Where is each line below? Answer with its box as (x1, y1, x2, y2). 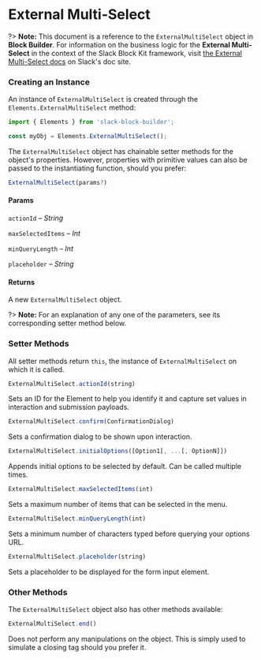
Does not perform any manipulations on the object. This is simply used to (8, 634, 246, 643)
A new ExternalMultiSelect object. (8, 294, 122, 305)
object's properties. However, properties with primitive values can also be (8, 155, 248, 164)
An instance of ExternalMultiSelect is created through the (8, 95, 199, 104)
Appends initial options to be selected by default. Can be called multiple (8, 462, 242, 471)
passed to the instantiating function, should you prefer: (8, 163, 187, 173)
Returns (8, 277, 35, 287)
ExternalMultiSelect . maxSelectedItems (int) (8, 486, 154, 493)
